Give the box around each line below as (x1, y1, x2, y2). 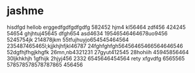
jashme (7, 4, 44, 18)
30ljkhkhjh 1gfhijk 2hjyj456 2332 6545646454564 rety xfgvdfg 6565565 (7, 55, 185, 62)
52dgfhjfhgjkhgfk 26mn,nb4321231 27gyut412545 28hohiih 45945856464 (7, 48, 189, 55)
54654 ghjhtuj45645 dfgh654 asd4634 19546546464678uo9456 (7, 29, 168, 36)
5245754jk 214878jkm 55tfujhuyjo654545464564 (7, 36, 130, 43)
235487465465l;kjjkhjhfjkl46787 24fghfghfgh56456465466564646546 (7, 42, 183, 49)
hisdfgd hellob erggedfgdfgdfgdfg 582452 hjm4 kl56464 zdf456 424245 (7, 24, 186, 31)
